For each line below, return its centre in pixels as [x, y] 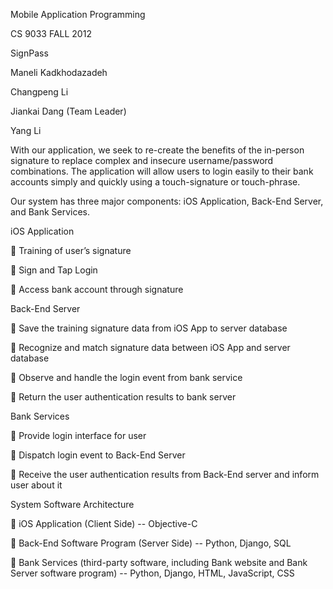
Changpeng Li [39, 92]
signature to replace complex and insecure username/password [142, 160]
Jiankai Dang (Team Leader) [68, 111]
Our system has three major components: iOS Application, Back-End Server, [167, 201]
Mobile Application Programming [78, 14]
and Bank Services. [50, 212]
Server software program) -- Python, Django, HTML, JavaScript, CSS [152, 573]
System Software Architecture [72, 504]
